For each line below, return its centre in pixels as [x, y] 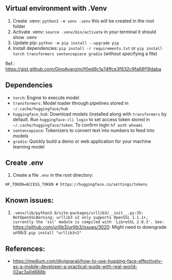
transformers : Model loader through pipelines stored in [71, 103]
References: [25, 249]
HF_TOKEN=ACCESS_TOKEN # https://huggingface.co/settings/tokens [76, 184]
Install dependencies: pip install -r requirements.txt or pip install [88, 48]
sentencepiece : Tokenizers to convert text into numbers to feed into [83, 130]
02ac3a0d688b [29, 272]
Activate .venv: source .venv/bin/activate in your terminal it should [84, 32]
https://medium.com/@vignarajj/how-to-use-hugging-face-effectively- [88, 261]
